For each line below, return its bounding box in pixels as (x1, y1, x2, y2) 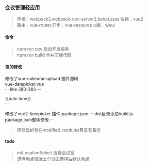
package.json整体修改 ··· (5, 117, 54, 122)
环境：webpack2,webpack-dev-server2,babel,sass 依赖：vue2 (16, 16, 143, 22)
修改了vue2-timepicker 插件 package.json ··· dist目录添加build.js (5, 110, 133, 117)
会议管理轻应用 (5, 4, 40, 11)
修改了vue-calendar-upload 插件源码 (5, 75, 79, 81)
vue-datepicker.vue (5, 81, 45, 87)
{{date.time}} (5, 95, 32, 101)
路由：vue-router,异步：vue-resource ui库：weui (16, 22, 115, 28)
